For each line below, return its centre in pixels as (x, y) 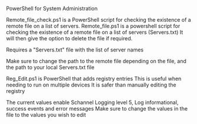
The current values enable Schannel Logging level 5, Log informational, (92, 102)
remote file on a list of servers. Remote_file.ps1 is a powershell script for (93, 26)
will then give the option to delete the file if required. (69, 38)
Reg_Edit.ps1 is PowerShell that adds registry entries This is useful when (94, 79)
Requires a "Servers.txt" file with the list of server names (75, 50)
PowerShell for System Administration (52, 8)
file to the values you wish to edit (46, 115)
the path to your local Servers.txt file (50, 67)
